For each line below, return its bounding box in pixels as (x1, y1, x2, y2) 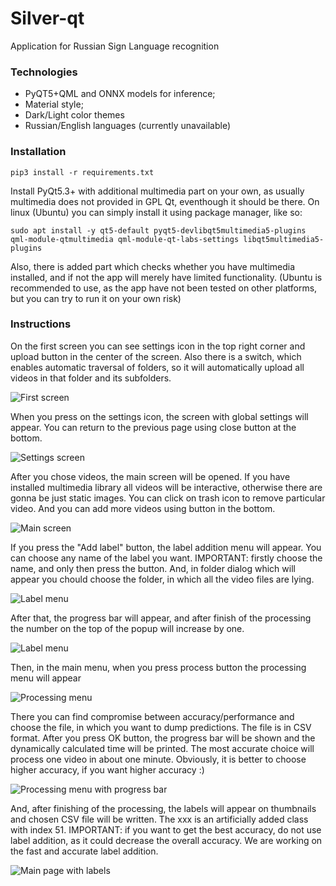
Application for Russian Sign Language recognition (10, 40, 220, 52)
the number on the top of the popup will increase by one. (10, 622, 245, 634)
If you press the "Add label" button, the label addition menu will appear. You (10, 541, 322, 553)
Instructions (10, 317, 72, 331)
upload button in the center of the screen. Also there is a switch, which (10, 350, 302, 362)
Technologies (10, 65, 78, 79)
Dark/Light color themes (24, 109, 125, 121)
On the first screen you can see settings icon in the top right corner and (10, 340, 306, 352)
